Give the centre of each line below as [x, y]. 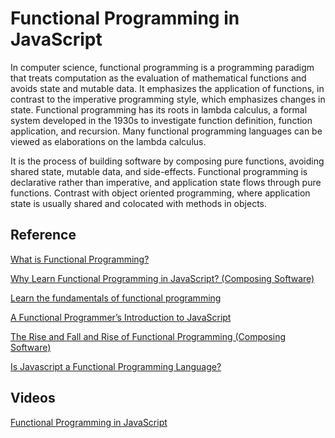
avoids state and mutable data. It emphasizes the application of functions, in [167, 88]
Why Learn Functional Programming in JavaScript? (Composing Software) [162, 278]
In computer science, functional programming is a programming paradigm [162, 67]
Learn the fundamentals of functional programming [116, 298]
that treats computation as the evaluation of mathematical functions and [158, 78]
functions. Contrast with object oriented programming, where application [160, 193]
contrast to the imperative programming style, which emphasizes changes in [168, 99]
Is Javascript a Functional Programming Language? [116, 366]
